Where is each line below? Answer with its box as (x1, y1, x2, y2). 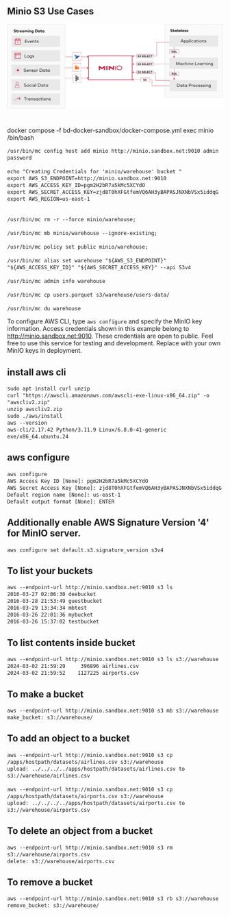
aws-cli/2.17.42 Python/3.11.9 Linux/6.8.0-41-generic (7, 426, 167, 433)
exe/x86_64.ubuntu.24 (7, 433, 69, 440)
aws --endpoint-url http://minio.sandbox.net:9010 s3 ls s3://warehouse (7, 656, 219, 663)
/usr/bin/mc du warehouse (7, 306, 81, 312)
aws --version (7, 419, 48, 426)
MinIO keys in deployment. (7, 347, 82, 355)
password (7, 155, 32, 162)
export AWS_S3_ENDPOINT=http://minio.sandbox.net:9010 (7, 175, 167, 182)
